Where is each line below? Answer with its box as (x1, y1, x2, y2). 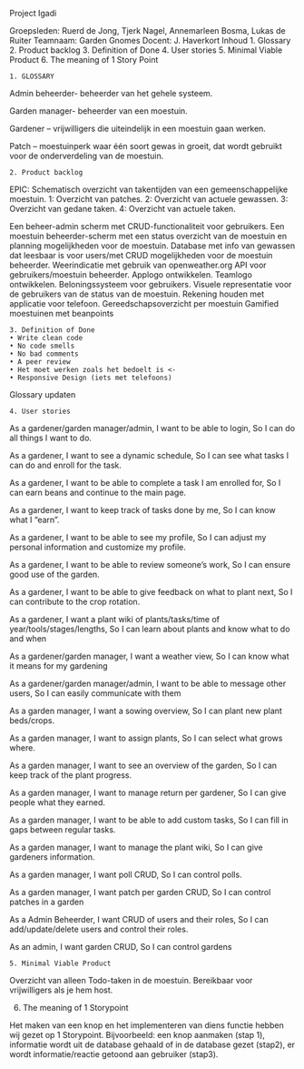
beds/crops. (9, 715, 55, 726)
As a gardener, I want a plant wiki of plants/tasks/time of (9, 614, 221, 624)
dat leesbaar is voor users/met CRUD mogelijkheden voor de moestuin (9, 250, 273, 260)
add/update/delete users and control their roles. (9, 923, 189, 934)
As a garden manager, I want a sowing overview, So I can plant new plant (9, 705, 283, 716)
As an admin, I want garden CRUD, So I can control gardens (9, 942, 232, 952)
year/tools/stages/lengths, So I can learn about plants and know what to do (9, 623, 290, 634)
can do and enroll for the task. (9, 459, 123, 470)
